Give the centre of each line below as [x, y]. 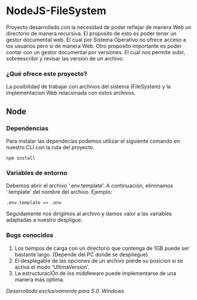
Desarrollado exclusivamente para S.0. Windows [65, 291]
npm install [21, 158]
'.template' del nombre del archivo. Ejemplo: [59, 192]
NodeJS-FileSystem [56, 11]
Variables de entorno [37, 173]
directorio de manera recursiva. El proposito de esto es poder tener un [91, 33]
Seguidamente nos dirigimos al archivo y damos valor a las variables [89, 214]
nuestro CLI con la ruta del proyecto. [51, 147]
